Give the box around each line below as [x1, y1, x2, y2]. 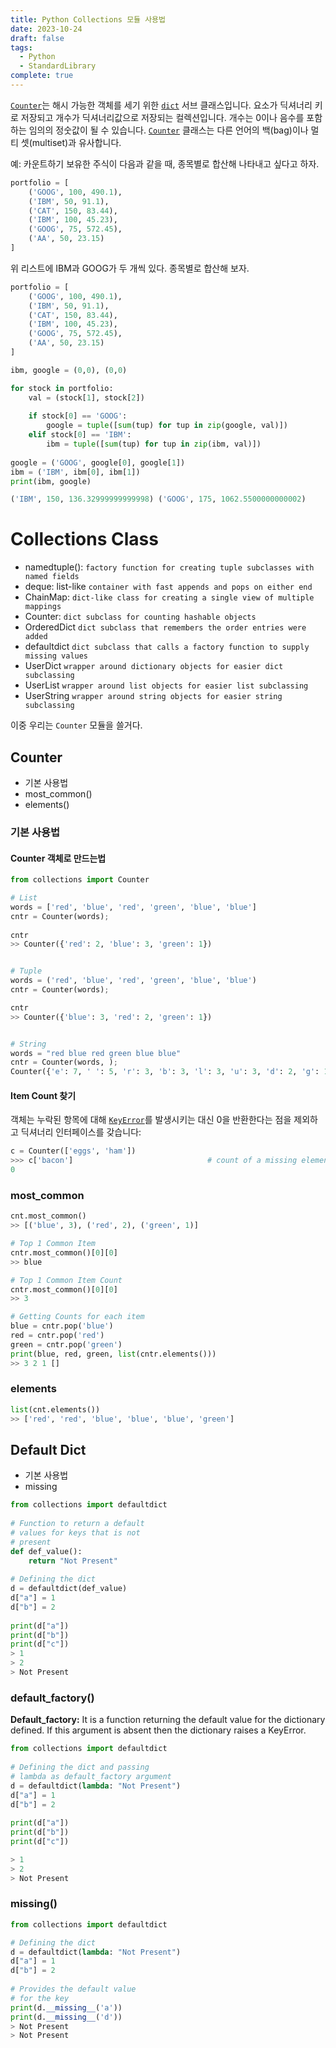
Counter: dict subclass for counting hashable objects [24, 611, 257, 623]
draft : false [10, 33, 65, 43]
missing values [24, 651, 89, 661]
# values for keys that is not [10, 1527, 141, 1538]
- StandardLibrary [19, 61, 97, 71]
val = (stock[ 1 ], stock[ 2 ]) [28, 392, 145, 403]
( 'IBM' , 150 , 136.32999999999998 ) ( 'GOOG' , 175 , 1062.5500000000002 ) [10, 494, 307, 505]
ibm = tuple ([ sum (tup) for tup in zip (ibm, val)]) [46, 439, 262, 449]
